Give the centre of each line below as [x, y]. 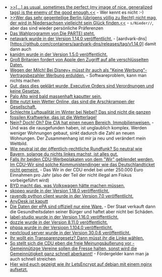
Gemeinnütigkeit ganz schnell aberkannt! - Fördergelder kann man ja [79, 254]
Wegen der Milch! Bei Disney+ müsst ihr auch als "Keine [67, 70]
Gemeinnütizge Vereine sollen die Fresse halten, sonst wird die [73, 248]
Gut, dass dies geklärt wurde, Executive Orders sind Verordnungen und [82, 86]
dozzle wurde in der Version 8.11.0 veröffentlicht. [59, 222]
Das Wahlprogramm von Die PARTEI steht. [52, 33]
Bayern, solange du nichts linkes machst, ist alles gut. [64, 154]
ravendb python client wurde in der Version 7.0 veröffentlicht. [72, 196]
